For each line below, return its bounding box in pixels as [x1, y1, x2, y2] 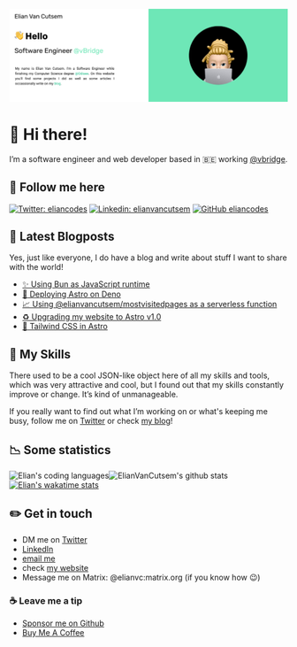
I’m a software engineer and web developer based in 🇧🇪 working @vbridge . [9, 153, 288, 164]
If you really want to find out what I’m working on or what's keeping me [9, 406, 268, 417]
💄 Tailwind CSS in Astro [21, 321, 108, 332]
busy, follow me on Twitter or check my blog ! [9, 416, 173, 427]
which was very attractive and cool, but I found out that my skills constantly [9, 380, 285, 390]
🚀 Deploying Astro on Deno [21, 289, 121, 300]
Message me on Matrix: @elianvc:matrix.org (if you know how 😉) [21, 572, 261, 582]
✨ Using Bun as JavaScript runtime [21, 279, 150, 289]
